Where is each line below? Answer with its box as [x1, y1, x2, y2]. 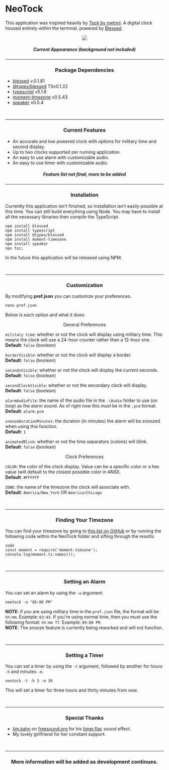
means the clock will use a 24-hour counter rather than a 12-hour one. [5, 337, 151, 343]
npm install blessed [5, 223, 49, 229]
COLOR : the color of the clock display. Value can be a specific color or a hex [5, 464, 160, 470]
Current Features [63, 127, 106, 134]
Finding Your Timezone [55, 516, 114, 523]
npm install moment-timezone [5, 237, 66, 242]
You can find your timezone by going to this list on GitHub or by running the [5, 528, 162, 534]
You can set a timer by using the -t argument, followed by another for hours [5, 663, 162, 669]
